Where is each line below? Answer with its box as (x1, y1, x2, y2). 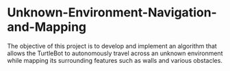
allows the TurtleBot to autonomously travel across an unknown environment (7, 49, 223, 57)
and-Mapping (7, 19, 87, 35)
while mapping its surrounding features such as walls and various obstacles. (7, 56, 222, 64)
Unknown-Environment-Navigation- (7, 5, 217, 20)
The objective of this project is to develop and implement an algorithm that (7, 42, 217, 50)
